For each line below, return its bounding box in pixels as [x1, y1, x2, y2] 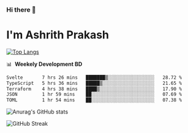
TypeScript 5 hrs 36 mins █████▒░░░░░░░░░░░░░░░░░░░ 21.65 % [6, 80, 182, 86]
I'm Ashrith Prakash [6, 28, 109, 42]
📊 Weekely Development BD [6, 60, 83, 68]
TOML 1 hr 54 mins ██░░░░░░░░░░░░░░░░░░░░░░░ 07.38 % [6, 97, 182, 103]
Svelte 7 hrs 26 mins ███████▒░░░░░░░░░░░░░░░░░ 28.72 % [6, 74, 182, 81]
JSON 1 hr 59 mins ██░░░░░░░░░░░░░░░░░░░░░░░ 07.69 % [6, 92, 182, 98]
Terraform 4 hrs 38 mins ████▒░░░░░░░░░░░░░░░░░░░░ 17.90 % [6, 85, 182, 92]
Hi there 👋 [6, 5, 37, 14]
